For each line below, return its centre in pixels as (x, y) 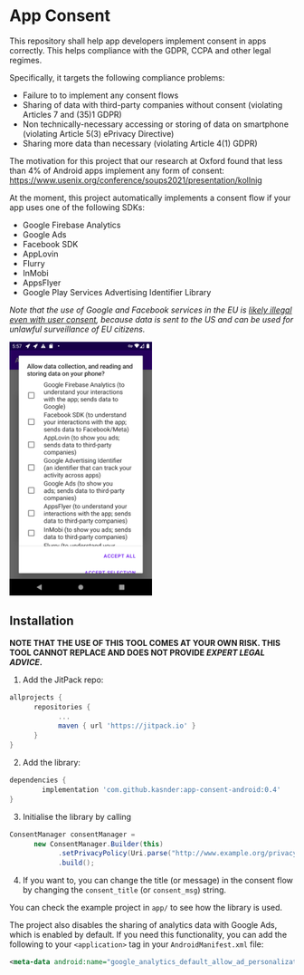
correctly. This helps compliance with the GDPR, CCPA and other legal (140, 50)
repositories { (62, 707)
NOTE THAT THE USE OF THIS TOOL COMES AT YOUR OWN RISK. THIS (145, 642)
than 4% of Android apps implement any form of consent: (117, 170)
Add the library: (52, 763)
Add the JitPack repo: (63, 680)
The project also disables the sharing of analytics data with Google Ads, (143, 925)
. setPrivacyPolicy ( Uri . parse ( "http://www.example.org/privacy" (179, 854)
